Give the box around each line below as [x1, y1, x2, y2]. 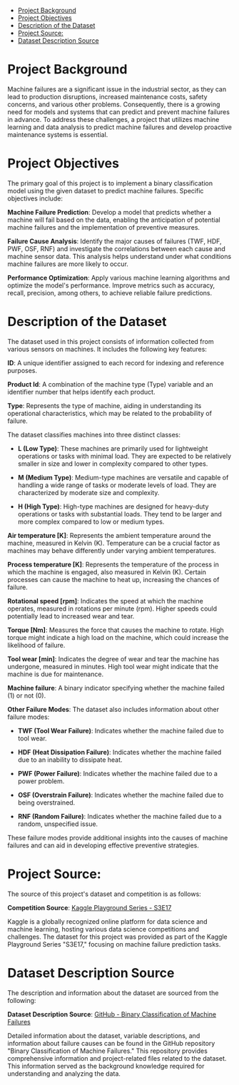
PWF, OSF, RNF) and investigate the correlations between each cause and [7, 244, 226, 253]
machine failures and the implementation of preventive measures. [7, 223, 200, 231]
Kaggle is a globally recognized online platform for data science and [7, 917, 208, 926]
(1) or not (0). [7, 691, 46, 700]
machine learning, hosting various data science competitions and [7, 924, 200, 933]
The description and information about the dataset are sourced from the [7, 988, 219, 997]
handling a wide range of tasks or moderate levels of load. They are [17, 481, 217, 489]
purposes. [7, 366, 38, 375]
